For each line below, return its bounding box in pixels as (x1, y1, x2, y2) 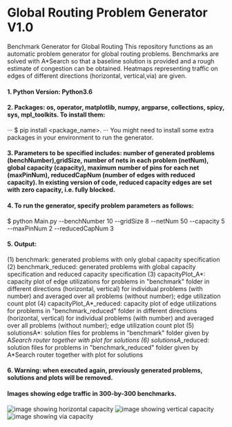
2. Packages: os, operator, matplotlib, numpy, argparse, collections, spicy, (7, 103, 224, 112)
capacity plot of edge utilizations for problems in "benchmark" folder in (7, 277, 210, 286)
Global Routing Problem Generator (7, 5, 209, 21)
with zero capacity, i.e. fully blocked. (7, 186, 115, 194)
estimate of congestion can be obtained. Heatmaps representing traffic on (7, 64, 219, 72)
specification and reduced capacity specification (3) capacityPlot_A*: (7, 270, 206, 278)
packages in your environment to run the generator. (7, 133, 154, 141)
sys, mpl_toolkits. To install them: (7, 110, 106, 119)
